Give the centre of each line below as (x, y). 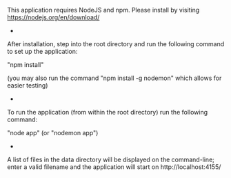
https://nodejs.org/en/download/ (53, 17)
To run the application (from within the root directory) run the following (108, 112)
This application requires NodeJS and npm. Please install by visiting (103, 10)
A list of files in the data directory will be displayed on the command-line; (111, 159)
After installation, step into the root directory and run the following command (116, 44)
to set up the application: (42, 51)
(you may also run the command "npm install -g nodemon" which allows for (114, 78)
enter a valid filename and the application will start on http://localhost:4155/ (114, 167)
